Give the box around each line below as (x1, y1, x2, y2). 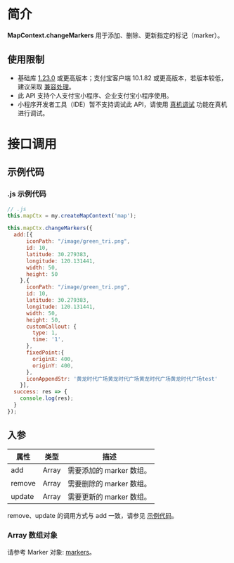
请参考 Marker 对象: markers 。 (7, 548, 96, 556)
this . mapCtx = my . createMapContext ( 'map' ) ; (7, 212, 137, 219)
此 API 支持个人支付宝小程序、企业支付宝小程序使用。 (17, 91, 174, 99)
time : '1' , (32, 336, 65, 343)
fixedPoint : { (25, 349, 65, 356)
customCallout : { (25, 323, 77, 330)
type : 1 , (32, 329, 58, 336)
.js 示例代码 (7, 189, 47, 199)
